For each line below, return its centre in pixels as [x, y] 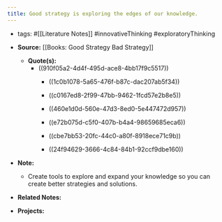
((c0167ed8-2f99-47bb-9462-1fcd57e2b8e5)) [115, 95]
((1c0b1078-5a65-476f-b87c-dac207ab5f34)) [114, 82]
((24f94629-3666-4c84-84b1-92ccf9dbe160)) [116, 149]
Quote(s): [42, 61]
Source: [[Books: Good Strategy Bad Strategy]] [85, 47]
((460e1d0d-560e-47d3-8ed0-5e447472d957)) [117, 108]
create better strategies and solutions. [82, 184]
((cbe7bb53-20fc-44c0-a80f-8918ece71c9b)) [115, 135]
